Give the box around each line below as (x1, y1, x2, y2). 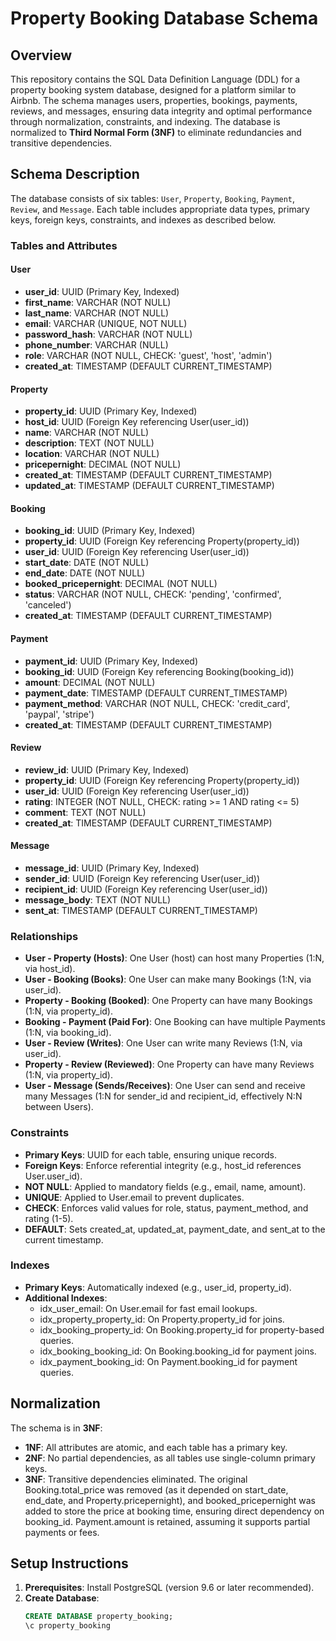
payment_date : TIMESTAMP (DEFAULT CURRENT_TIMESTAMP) (24, 687, 288, 699)
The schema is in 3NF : (10, 1422, 103, 1434)
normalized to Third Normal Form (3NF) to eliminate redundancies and (10, 127, 302, 138)
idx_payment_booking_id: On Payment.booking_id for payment (39, 1355, 298, 1367)
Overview (10, 47, 73, 64)
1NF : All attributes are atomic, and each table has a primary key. (24, 1441, 288, 1453)
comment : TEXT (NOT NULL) (24, 806, 147, 818)
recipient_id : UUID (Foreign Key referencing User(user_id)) (24, 883, 268, 895)
